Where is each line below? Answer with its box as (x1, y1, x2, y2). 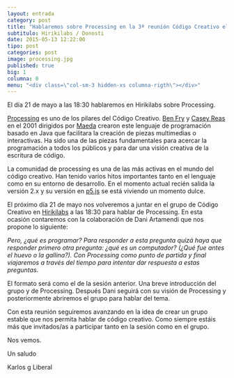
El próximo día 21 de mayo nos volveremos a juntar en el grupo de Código (7, 200, 219, 209)
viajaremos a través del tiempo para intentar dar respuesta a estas (7, 259, 200, 267)
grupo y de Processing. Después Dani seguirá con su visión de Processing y (7, 287, 226, 295)
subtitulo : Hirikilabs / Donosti (7, 29, 104, 37)
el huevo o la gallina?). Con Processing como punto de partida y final (7, 251, 207, 259)
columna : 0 (7, 75, 39, 82)
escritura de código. (7, 151, 65, 160)
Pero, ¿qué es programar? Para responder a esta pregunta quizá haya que (7, 236, 222, 245)
